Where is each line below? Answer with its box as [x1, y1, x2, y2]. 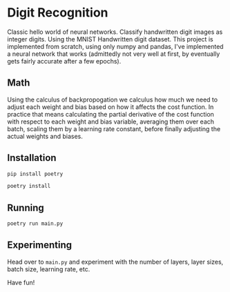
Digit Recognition [7, 5, 108, 21]
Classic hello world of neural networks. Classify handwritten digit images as [7, 28, 223, 36]
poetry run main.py [7, 220, 64, 227]
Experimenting [7, 240, 73, 251]
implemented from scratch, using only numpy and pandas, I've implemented [7, 42, 224, 50]
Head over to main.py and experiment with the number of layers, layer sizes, [7, 257, 224, 266]
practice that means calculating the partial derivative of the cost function [7, 110, 214, 118]
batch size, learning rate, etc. [7, 264, 90, 273]
